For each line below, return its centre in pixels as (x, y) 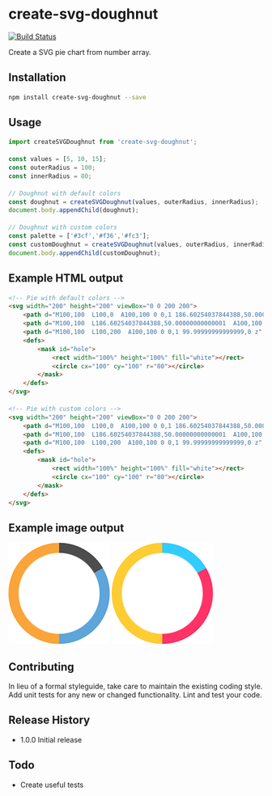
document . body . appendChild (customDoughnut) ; (85, 253)
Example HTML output (66, 279)
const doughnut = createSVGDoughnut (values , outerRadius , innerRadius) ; (134, 202)
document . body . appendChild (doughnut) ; (74, 210)
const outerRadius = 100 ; (52, 168)
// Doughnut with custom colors (63, 227)
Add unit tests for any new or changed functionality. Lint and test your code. (135, 695)
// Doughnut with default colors (65, 193)
